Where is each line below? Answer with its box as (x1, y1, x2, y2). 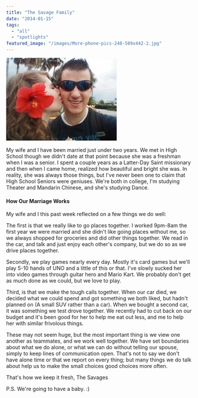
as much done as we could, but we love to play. (6, 277, 121, 284)
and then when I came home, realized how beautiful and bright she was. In (6, 165, 187, 172)
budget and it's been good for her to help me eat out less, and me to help (6, 314, 184, 321)
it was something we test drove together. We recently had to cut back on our (6, 307, 192, 314)
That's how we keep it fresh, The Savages (6, 374, 108, 381)
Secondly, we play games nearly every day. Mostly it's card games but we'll (6, 258, 190, 266)
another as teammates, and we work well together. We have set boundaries (6, 337, 189, 344)
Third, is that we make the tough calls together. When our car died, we (6, 288, 177, 296)
